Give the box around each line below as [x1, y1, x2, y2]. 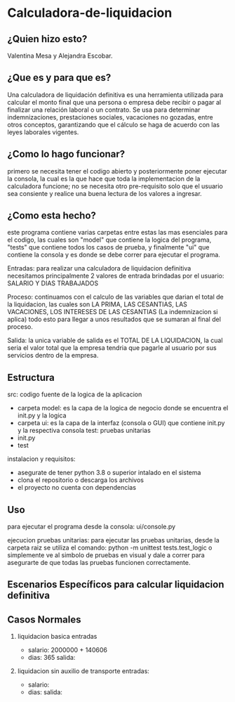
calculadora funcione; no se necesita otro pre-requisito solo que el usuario [7, 181, 223, 190]
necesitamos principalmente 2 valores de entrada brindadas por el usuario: [7, 272, 224, 280]
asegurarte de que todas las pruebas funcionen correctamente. [7, 559, 191, 567]
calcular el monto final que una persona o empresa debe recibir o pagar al [7, 98, 222, 106]
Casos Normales [7, 613, 82, 625]
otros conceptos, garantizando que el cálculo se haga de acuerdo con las [7, 120, 220, 129]
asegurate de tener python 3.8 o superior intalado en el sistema [17, 469, 201, 477]
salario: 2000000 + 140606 [27, 646, 107, 654]
